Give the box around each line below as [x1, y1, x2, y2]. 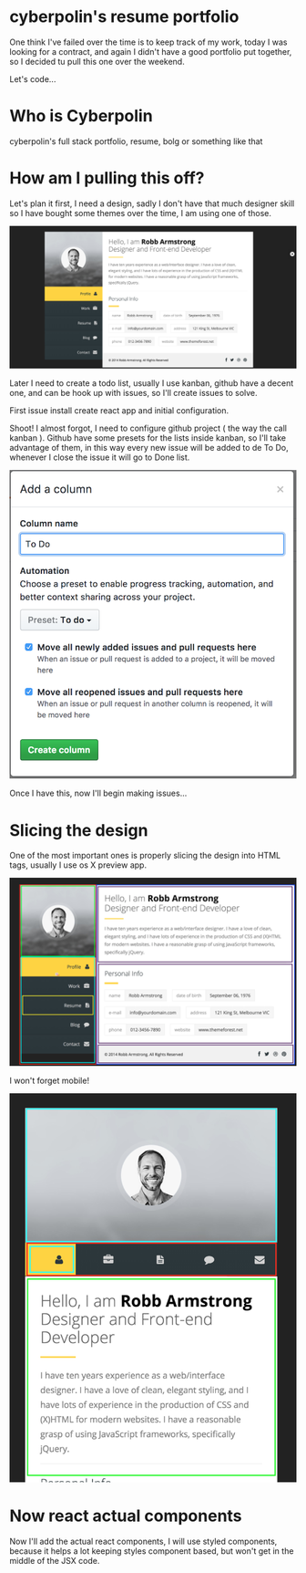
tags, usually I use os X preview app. [9, 859, 148, 870]
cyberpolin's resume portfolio [9, 6, 240, 27]
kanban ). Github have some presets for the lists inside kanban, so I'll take [9, 432, 287, 443]
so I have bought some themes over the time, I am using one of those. [9, 207, 271, 218]
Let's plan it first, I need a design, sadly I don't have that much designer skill [9, 198, 295, 209]
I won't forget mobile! [9, 1075, 89, 1087]
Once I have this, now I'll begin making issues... [9, 787, 188, 799]
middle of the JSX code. [9, 1555, 100, 1566]
